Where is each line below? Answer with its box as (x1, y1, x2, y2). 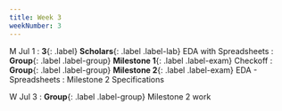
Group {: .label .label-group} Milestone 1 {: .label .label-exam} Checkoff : (9, 55, 273, 66)
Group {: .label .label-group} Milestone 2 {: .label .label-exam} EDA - (9, 64, 258, 75)
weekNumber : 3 (9, 21, 62, 30)
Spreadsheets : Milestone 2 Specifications (9, 74, 165, 84)
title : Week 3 (9, 12, 62, 22)
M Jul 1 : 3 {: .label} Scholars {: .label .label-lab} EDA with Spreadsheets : (9, 45, 274, 56)
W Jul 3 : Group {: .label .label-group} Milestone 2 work (9, 91, 211, 102)
